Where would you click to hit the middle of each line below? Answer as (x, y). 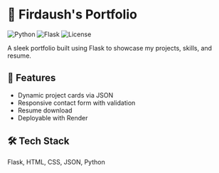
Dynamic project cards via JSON (65, 95)
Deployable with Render (53, 117)
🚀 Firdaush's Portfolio (72, 15)
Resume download (45, 110)
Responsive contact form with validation (76, 103)
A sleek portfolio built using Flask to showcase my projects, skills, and (109, 48)
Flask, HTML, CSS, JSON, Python (56, 162)
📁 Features (32, 78)
